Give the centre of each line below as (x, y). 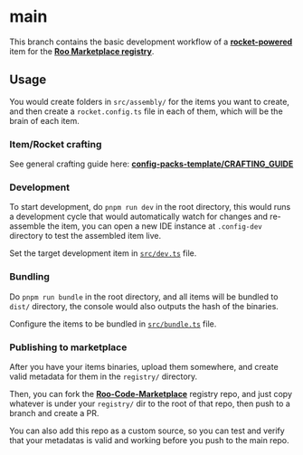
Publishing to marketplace (68, 347)
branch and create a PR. (54, 412)
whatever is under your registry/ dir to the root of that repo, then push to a (150, 403)
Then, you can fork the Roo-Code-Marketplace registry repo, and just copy (151, 393)
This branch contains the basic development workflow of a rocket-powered (151, 42)
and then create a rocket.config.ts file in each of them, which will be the (146, 111)
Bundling (29, 277)
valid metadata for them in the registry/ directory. (104, 376)
